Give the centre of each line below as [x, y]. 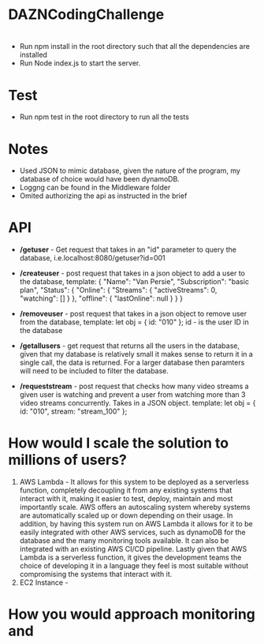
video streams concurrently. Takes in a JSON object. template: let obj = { [138, 403]
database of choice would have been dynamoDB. [99, 179]
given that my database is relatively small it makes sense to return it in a [136, 354]
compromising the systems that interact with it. [96, 575]
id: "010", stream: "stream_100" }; [73, 411]
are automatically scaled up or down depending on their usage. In [126, 515]
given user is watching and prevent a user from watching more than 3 [132, 395]
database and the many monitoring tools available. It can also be [124, 541]
